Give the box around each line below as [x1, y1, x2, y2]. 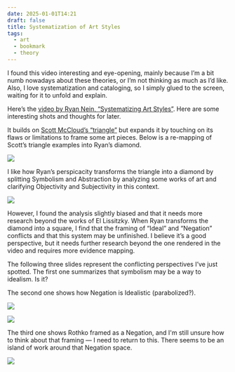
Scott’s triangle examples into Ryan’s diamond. [7, 140, 142, 149]
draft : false [7, 17, 46, 24]
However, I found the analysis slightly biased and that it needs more [7, 208, 203, 218]
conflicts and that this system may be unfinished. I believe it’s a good [7, 231, 207, 239]
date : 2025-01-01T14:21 [7, 10, 77, 18]
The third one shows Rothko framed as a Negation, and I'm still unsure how [7, 328, 224, 337]
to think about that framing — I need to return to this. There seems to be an [7, 336, 224, 344]
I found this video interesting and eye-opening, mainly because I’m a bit [7, 68, 215, 77]
